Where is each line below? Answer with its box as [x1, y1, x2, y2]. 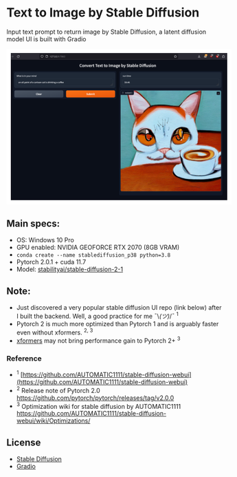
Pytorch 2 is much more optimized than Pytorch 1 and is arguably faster [16, 319, 219, 328]
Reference [6, 354, 42, 363]
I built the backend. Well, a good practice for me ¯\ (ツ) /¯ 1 [16, 311, 179, 320]
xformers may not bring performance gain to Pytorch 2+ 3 [16, 335, 181, 345]
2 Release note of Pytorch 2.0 [16, 385, 100, 394]
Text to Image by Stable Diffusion [6, 5, 200, 21]
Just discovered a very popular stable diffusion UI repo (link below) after [16, 304, 222, 312]
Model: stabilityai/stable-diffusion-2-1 [16, 265, 124, 273]
